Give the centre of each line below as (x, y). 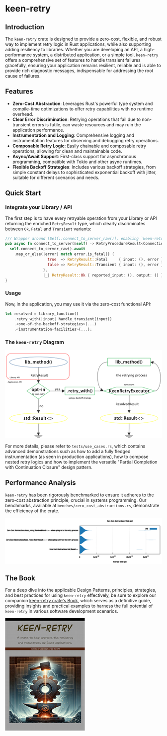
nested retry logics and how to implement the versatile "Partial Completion (81, 462)
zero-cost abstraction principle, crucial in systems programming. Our (76, 500)
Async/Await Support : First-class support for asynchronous (74, 156)
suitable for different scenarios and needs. (56, 178)
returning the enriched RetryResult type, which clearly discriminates (75, 223)
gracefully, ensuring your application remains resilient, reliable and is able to (83, 65)
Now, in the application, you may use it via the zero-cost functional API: (78, 304)
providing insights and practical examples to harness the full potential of (79, 606)
